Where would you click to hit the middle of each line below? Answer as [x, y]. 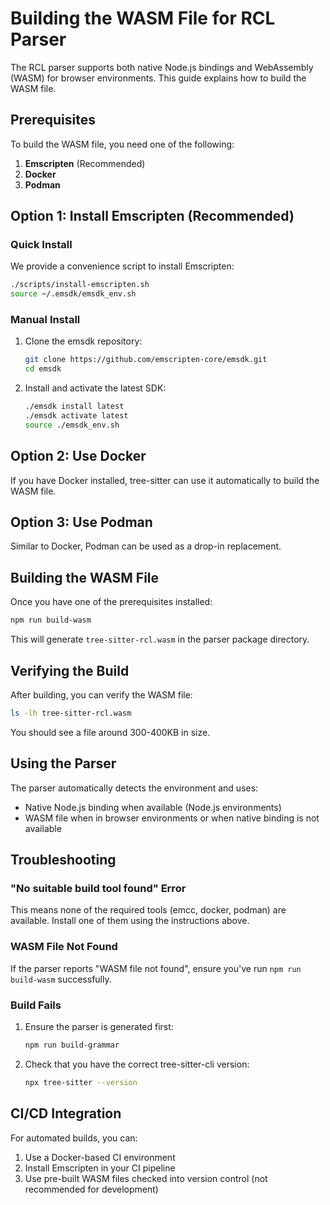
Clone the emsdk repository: [83, 341]
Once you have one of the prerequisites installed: [111, 602]
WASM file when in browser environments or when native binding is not [172, 818]
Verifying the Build [70, 670]
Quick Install [41, 245]
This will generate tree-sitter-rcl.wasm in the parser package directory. [160, 639]
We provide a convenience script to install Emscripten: [122, 266]
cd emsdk [43, 369]
